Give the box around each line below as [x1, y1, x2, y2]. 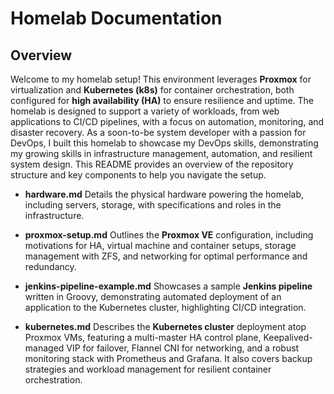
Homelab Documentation [10, 7, 223, 30]
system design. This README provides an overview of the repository [10, 158, 294, 170]
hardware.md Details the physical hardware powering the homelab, [24, 188, 304, 200]
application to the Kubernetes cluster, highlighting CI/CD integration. [24, 302, 307, 313]
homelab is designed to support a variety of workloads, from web [10, 105, 280, 117]
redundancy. [24, 261, 77, 272]
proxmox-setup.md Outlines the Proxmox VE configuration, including [24, 229, 314, 241]
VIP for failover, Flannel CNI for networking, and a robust [66, 342, 300, 354]
